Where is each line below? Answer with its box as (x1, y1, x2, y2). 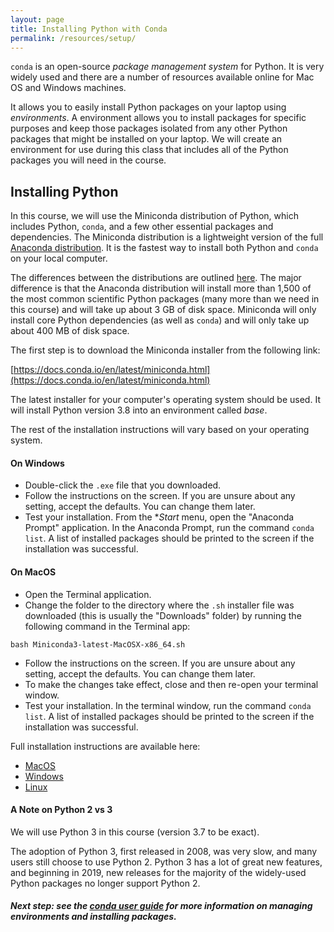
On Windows (10, 457, 65, 469)
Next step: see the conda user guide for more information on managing (10, 900, 313, 912)
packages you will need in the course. (10, 154, 167, 166)
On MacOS (10, 566, 57, 578)
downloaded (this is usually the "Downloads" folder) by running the (24, 609, 302, 621)
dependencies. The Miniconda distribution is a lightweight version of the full (10, 231, 324, 243)
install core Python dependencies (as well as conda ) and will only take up (10, 314, 310, 326)
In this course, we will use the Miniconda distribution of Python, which (10, 210, 299, 222)
